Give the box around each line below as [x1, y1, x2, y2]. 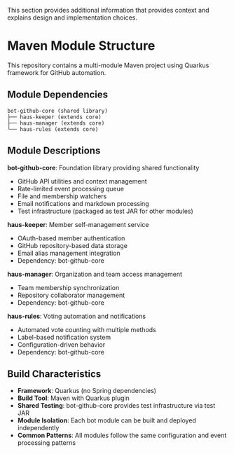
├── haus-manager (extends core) [7, 119, 105, 127]
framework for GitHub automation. [7, 68, 106, 76]
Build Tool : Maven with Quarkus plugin [17, 394, 130, 402]
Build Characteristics [7, 368, 102, 380]
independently [17, 424, 60, 432]
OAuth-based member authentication [17, 234, 125, 242]
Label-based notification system [17, 333, 111, 341]
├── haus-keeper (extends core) [7, 113, 102, 121]
